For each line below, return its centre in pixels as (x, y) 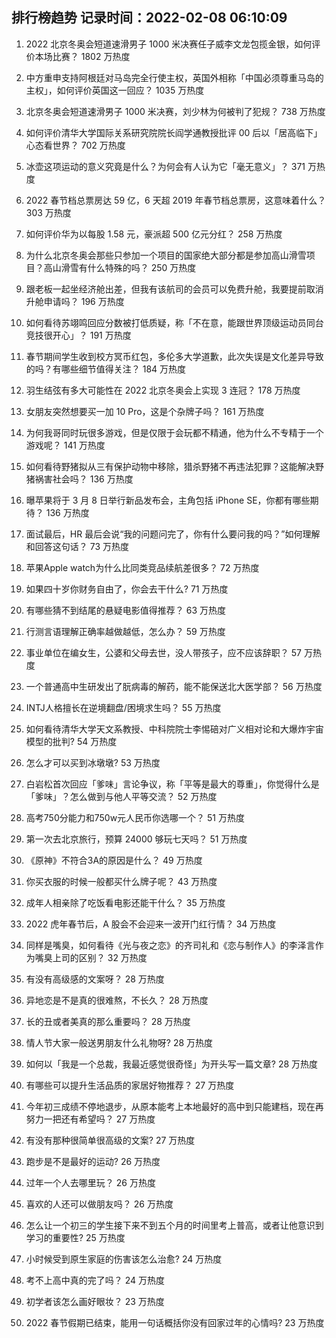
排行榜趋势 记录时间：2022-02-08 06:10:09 (149, 18)
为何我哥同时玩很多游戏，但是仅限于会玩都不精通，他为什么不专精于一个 (174, 432)
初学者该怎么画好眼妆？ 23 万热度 (95, 1301)
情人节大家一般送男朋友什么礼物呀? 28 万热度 (119, 1042)
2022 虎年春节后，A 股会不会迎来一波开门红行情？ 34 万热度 (151, 924)
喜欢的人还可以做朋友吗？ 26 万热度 (99, 1204)
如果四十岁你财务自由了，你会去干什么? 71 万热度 (127, 589)
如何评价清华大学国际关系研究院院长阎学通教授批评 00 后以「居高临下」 (174, 132)
